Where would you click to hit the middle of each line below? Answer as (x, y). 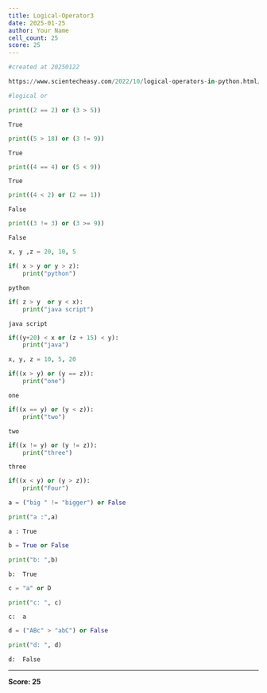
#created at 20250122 (44, 67)
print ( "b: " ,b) (33, 560)
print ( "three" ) (48, 452)
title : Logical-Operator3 (51, 16)
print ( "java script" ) (58, 309)
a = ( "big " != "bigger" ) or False (67, 503)
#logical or (28, 96)
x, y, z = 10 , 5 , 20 (43, 359)
